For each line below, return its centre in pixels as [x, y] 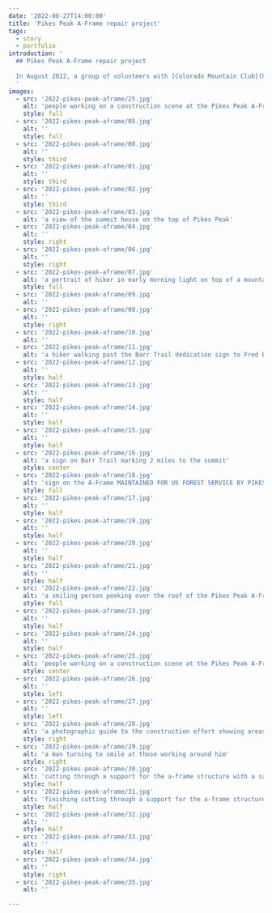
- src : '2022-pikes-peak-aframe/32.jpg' [85, 814]
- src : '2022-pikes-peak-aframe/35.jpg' [85, 882]
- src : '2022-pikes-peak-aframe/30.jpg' [85, 769]
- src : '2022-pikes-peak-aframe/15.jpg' [85, 430]
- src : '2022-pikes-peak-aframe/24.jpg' [85, 634]
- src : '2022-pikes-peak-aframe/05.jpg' [85, 122]
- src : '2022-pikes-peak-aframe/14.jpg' [85, 407]
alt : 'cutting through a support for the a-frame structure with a [139, 777]
